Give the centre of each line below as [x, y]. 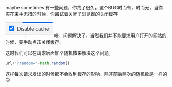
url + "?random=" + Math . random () [38, 63]
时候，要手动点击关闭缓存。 [35, 42]
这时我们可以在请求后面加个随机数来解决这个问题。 [59, 53]
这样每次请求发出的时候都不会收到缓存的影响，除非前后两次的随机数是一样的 [86, 74]
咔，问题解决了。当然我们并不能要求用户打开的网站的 [110, 36]
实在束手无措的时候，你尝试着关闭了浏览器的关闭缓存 [62, 14]
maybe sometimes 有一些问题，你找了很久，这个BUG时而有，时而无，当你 [84, 7]
